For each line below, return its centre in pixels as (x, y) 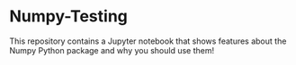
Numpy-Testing (68, 16)
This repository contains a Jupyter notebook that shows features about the (148, 41)
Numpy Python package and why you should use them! (112, 50)
